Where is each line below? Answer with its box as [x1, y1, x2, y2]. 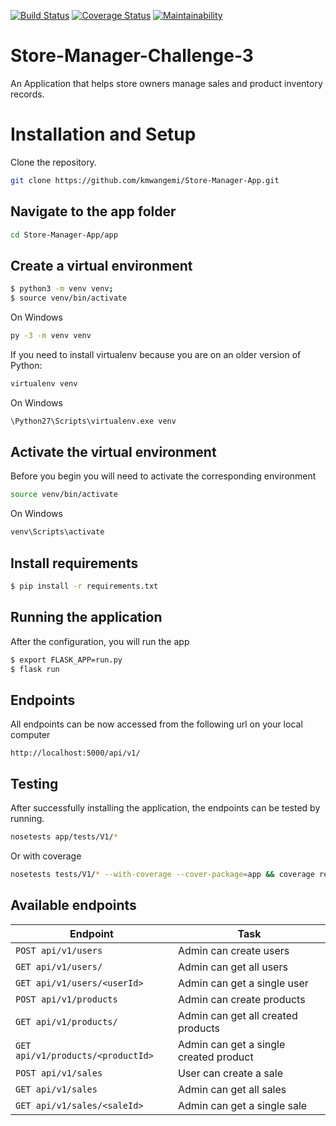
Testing [10, 775, 59, 792]
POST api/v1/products [15, 993, 118, 1005]
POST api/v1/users [15, 945, 103, 956]
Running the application [10, 609, 163, 626]
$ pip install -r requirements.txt [10, 581, 159, 591]
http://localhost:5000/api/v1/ [10, 748, 141, 759]
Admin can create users [177, 943, 290, 957]
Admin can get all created [177, 1008, 298, 1022]
